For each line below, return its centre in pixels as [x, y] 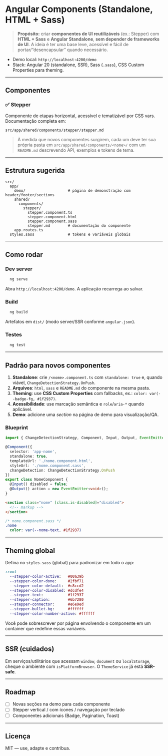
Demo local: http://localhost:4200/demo [54, 59]
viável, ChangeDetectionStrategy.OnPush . [54, 383]
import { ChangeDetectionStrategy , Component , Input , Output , [71, 438]
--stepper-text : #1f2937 [47, 595]
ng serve [19, 279]
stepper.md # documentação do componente [79, 226]
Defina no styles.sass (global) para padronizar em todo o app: [70, 563]
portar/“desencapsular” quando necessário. [63, 50]
